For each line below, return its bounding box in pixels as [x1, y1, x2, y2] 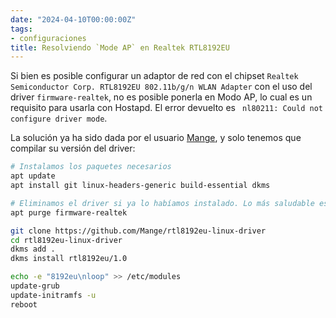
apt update [10, 171, 56, 181]
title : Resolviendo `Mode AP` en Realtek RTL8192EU [10, 42, 230, 53]
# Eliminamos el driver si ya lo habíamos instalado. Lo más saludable [10, 198, 315, 208]
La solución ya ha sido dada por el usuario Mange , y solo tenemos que [10, 132, 302, 144]
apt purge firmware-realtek [10, 207, 128, 218]
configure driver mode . [10, 112, 108, 125]
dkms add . [10, 244, 56, 255]
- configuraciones [10, 33, 87, 43]
